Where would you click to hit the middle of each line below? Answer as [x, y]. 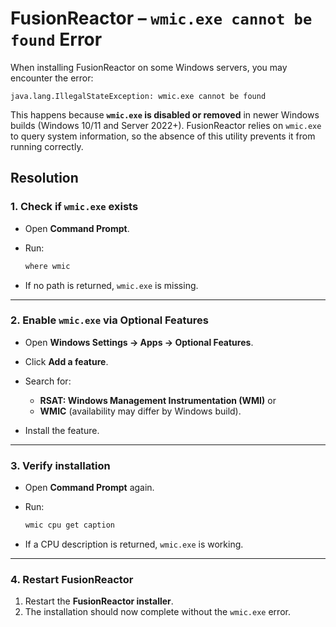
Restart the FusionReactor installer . [99, 601]
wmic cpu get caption [69, 525]
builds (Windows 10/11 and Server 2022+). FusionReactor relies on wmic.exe [166, 125]
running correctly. [47, 146]
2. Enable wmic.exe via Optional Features [109, 320]
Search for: [48, 381]
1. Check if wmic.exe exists [74, 207]
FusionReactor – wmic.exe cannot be [161, 18]
